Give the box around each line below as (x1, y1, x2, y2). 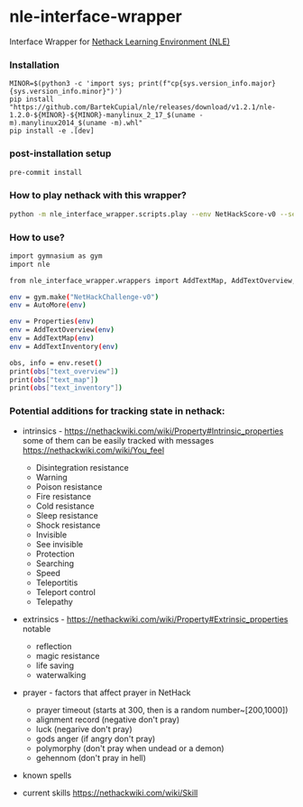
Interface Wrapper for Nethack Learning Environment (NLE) (9, 36, 231, 47)
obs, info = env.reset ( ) (9, 358, 103, 367)
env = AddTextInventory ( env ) (9, 342, 119, 351)
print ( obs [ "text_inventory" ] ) (9, 383, 124, 393)
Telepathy (35, 596, 74, 607)
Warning (35, 472, 68, 482)
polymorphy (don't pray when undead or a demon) (35, 742, 225, 754)
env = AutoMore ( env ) (9, 300, 87, 310)
